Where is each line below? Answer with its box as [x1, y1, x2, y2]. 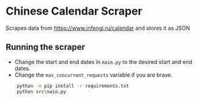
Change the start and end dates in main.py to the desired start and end [14, 58, 193, 65]
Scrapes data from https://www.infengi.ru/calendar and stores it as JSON [5, 24, 190, 32]
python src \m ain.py [16, 88, 67, 95]
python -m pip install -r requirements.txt [16, 83, 130, 89]
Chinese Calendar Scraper [5, 4, 143, 18]
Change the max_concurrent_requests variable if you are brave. [14, 71, 173, 78]
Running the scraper [5, 42, 86, 52]
